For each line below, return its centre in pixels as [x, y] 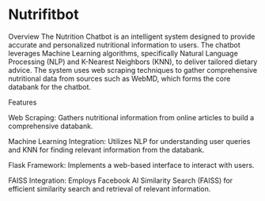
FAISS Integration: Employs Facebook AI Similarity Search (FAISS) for [121, 180]
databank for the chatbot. [50, 87]
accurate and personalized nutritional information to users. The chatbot [125, 44]
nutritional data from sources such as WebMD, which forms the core [119, 78]
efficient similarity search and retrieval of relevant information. [110, 188]
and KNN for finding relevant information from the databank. [106, 150]
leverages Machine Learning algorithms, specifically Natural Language [123, 53]
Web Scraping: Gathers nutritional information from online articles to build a [131, 117]
